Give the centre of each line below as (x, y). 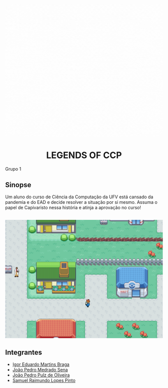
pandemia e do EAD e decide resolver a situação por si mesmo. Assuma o (81, 202)
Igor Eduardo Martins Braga (41, 364)
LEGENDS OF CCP (84, 155)
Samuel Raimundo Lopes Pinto (44, 380)
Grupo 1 (13, 169)
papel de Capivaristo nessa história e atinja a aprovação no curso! (73, 208)
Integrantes (24, 352)
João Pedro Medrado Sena (40, 370)
